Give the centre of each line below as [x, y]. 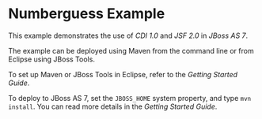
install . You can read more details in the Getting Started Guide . [113, 106]
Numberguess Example [87, 14]
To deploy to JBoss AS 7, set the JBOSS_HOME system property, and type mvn [130, 98]
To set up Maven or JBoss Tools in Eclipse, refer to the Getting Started [123, 74]
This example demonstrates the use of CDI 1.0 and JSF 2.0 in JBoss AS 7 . [128, 35]
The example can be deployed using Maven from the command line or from [131, 50]
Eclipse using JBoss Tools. [51, 59]
